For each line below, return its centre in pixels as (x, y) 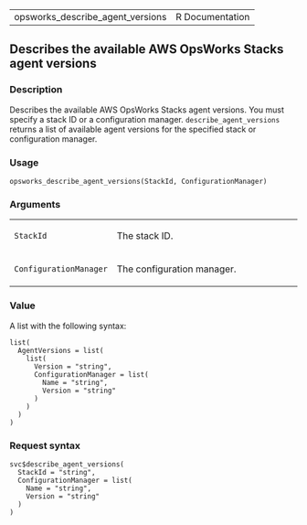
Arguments (35, 204)
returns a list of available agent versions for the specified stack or (133, 129)
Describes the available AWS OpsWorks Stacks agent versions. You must (147, 110)
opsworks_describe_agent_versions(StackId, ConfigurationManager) (138, 181)
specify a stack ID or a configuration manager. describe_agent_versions (145, 119)
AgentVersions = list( (61, 350)
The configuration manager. (176, 269)
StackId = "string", (57, 472)
